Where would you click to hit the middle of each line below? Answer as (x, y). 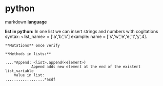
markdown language (26, 22)
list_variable (20, 71)
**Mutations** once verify (32, 45)
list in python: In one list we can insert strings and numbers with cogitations (82, 31)
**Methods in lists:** (28, 54)
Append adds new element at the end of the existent (86, 67)
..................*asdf (30, 79)
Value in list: (29, 75)
